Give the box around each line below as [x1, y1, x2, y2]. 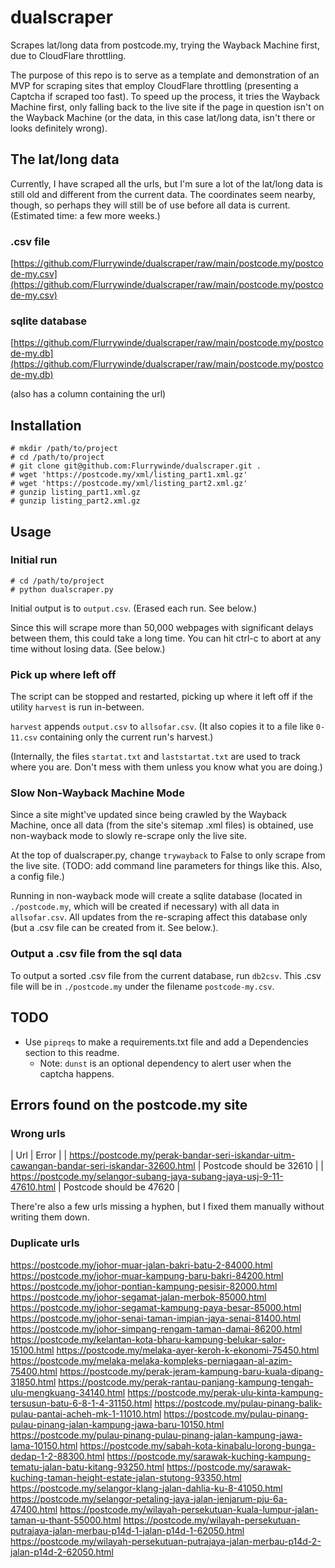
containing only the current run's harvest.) [39, 731, 214, 743]
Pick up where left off [10, 667, 117, 681]
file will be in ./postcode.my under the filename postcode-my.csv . [10, 980, 275, 992]
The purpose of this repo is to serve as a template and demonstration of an [10, 69, 320, 81]
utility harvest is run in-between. [10, 701, 145, 713]
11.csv [10, 733, 38, 743]
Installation [10, 417, 82, 434]
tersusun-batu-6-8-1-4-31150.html [10, 1397, 153, 1409]
